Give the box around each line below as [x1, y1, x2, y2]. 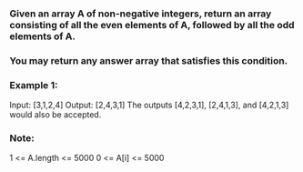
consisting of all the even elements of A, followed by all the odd [9, 18, 295, 31]
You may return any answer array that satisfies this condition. [9, 54, 288, 66]
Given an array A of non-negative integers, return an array [9, 7, 272, 20]
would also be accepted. [9, 109, 102, 120]
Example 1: [9, 78, 58, 91]
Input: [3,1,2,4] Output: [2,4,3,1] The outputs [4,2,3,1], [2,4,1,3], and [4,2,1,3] [9, 99, 289, 111]
